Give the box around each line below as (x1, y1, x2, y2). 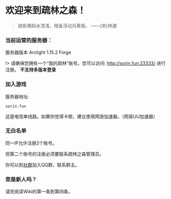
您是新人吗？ (5, 175, 37, 183)
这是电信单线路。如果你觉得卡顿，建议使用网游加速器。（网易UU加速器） (5, 113, 158, 120)
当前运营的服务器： (5, 36, 53, 44)
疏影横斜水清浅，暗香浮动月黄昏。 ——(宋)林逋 (17, 23, 117, 29)
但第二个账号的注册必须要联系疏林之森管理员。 (5, 151, 104, 157)
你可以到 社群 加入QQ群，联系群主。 (5, 162, 80, 168)
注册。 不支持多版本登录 (5, 67, 56, 73)
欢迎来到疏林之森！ (5, 5, 87, 16)
